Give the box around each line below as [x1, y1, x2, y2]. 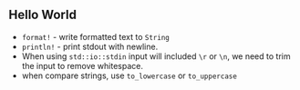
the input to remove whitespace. [21, 60, 143, 71]
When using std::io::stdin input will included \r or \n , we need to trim [21, 50, 291, 62]
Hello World [8, 7, 77, 23]
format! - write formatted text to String [21, 31, 170, 42]
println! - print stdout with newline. [21, 41, 159, 52]
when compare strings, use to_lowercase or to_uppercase [21, 70, 238, 81]
